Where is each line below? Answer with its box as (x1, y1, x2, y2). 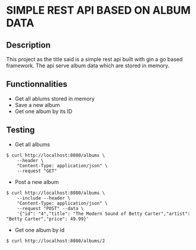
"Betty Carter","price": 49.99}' (6, 215, 89, 222)
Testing (6, 125, 35, 135)
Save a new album (14, 101, 60, 108)
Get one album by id (14, 226, 65, 233)
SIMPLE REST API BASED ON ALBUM (6, 4, 191, 17)
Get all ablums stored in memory (14, 95, 95, 102)
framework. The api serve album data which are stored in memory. (6, 62, 170, 69)
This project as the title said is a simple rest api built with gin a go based (6, 56, 183, 62)
